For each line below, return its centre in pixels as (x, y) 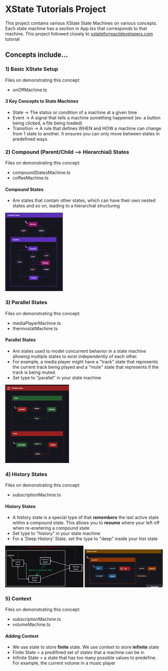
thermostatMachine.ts (35, 328)
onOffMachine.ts (30, 90)
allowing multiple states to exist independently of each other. (75, 356)
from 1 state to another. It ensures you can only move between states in (86, 133)
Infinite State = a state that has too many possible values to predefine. (84, 658)
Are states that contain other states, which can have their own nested (84, 200)
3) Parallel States (26, 303)
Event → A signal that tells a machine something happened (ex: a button (86, 118)
